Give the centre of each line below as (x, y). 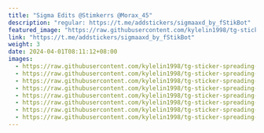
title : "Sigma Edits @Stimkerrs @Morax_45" (81, 15)
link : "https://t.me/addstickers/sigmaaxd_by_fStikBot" (101, 37)
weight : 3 (24, 45)
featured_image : (35, 30)
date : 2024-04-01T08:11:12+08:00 (63, 52)
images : (21, 59)
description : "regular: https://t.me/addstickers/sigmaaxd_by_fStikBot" (130, 23)
